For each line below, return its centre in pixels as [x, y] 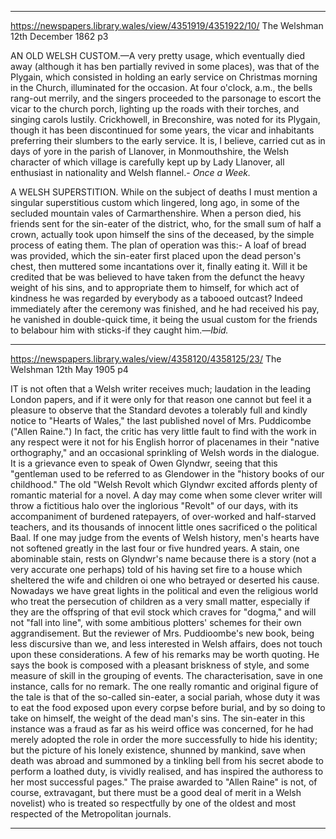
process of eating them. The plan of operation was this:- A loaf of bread [158, 245]
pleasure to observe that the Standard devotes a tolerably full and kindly [159, 410]
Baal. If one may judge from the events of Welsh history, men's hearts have [165, 537]
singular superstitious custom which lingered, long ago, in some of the [155, 202]
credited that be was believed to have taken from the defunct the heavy [157, 277]
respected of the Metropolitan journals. [91, 814]
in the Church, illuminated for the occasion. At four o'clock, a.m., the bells [161, 87]
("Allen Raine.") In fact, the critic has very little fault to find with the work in [163, 431]
